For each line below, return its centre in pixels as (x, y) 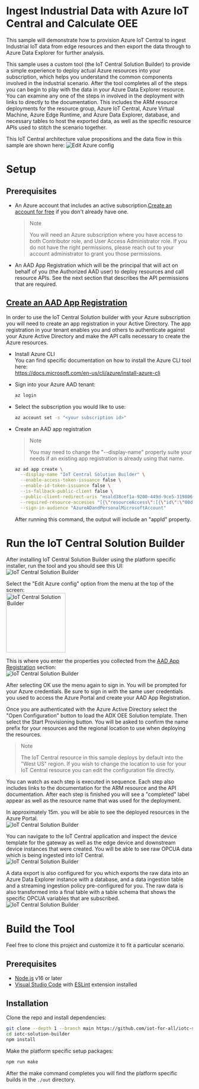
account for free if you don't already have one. (72, 212)
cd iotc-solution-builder (38, 1034)
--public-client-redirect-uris (59, 497)
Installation (27, 1003)
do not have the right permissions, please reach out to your (102, 247)
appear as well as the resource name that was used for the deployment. (94, 801)
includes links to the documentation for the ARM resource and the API (91, 788)
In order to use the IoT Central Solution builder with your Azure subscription (98, 317)
